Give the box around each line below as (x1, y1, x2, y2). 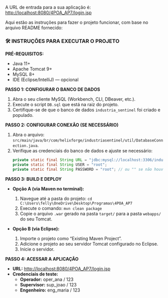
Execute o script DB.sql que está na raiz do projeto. (12, 102, 119, 108)
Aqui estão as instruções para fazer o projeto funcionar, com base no (5, 20, 148, 25)
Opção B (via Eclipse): (12, 226, 60, 232)
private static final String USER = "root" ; (12, 162, 107, 168)
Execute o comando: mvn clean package (20, 205, 102, 211)
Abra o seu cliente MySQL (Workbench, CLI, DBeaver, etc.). (12, 96, 136, 102)
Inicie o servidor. (20, 246, 55, 252)
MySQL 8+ (12, 71, 35, 78)
